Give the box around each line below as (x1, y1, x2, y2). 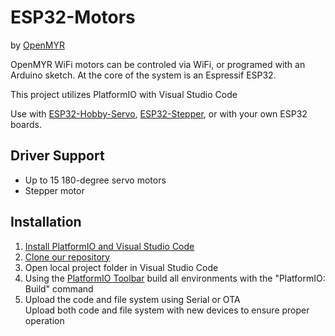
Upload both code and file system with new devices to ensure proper (24, 304, 310, 316)
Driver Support (10, 147, 105, 165)
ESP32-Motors (10, 6, 136, 29)
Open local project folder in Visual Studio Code (24, 261, 219, 273)
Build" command (24, 282, 94, 295)
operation (24, 314, 65, 326)
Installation (10, 214, 82, 231)
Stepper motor (24, 184, 85, 196)
